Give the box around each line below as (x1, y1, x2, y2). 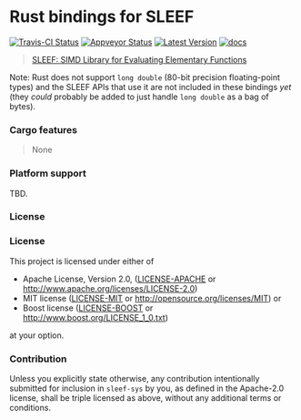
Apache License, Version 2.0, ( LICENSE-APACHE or (22, 273, 216, 284)
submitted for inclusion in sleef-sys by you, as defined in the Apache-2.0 (9, 383, 285, 394)
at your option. (9, 330, 65, 341)
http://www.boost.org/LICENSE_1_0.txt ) (22, 312, 169, 323)
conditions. (9, 403, 52, 414)
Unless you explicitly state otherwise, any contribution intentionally (9, 374, 260, 384)
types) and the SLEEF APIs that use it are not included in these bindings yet (9, 81, 292, 92)
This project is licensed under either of (9, 255, 155, 266)
